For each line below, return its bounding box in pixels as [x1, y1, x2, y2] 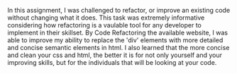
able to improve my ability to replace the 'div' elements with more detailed [7, 36, 224, 44]
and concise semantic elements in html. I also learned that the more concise [7, 44, 230, 51]
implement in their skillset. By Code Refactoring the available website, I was [7, 28, 228, 37]
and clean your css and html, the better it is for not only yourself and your [7, 51, 222, 59]
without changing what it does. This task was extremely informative [7, 13, 205, 22]
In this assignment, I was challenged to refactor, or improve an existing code [7, 6, 231, 14]
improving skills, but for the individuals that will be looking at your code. [7, 58, 217, 66]
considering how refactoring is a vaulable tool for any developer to [7, 21, 202, 29]
